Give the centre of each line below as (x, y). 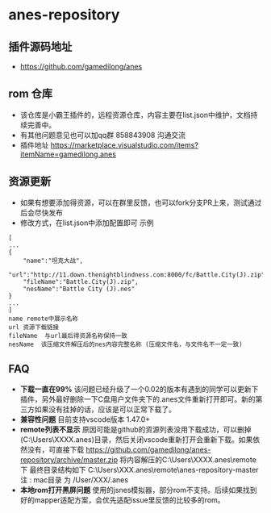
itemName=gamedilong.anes (68, 154)
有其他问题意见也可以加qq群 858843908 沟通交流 (102, 135)
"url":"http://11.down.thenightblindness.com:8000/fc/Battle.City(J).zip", (138, 275)
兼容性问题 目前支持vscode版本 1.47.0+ (85, 419)
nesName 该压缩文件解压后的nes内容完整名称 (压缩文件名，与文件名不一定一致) (126, 344)
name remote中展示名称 (44, 319)
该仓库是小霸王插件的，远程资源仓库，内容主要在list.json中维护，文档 (135, 115)
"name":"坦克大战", (53, 261)
